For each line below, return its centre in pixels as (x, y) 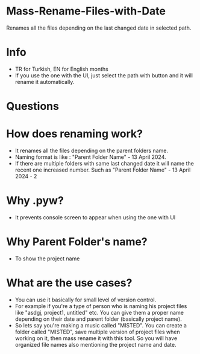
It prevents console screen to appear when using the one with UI (95, 217)
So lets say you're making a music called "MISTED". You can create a (101, 325)
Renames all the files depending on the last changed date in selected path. (99, 28)
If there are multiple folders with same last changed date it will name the (104, 163)
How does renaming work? (75, 134)
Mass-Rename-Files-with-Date (86, 11)
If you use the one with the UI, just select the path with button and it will (104, 75)
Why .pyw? (35, 201)
